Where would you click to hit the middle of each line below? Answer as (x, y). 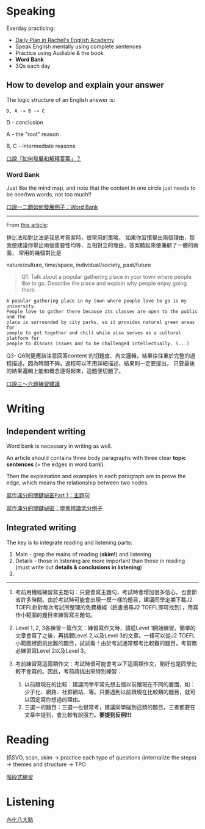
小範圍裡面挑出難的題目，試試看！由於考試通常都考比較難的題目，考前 (103, 643)
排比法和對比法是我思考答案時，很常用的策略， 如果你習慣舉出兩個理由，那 (101, 238)
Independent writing (46, 431)
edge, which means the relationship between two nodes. (77, 483)
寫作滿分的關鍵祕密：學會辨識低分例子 (54, 508)
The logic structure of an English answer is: (61, 99)
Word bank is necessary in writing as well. (59, 446)
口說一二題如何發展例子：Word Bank (52, 207)
